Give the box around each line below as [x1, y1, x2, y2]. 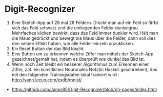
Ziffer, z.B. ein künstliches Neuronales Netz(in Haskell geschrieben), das [11, 66, 157, 72]
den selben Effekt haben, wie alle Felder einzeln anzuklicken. [11, 40, 135, 46]
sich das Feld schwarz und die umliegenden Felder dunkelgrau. [11, 24, 140, 30]
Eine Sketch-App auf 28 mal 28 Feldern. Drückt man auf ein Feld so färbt [11, 20, 158, 25]
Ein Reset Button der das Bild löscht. [11, 46, 85, 51]
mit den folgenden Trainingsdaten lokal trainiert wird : [11, 72, 120, 77]
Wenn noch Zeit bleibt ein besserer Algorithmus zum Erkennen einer [11, 61, 149, 67]
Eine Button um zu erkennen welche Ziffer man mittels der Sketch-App [11, 50, 154, 57]
